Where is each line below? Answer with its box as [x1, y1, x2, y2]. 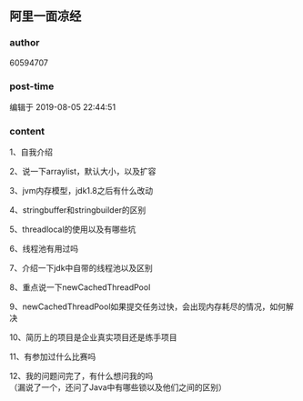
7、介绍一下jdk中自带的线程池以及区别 [9, 263, 153, 274]
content [9, 125, 45, 137]
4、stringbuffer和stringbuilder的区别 [9, 205, 146, 216]
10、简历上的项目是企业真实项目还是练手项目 [9, 332, 177, 343]
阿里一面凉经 [9, 8, 82, 25]
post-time [9, 80, 55, 93]
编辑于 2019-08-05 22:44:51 [9, 101, 116, 112]
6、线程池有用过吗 [9, 244, 79, 255]
